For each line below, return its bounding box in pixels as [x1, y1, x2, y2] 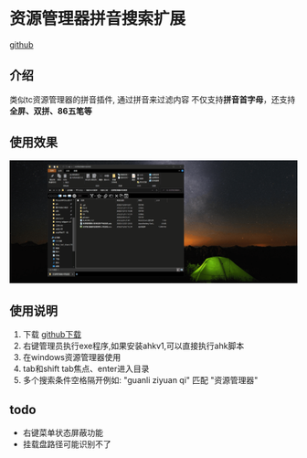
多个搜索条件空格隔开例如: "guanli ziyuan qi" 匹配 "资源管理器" [22, 375, 259, 386]
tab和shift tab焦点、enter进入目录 [22, 363, 150, 375]
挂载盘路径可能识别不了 [22, 439, 111, 450]
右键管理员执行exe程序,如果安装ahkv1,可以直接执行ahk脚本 [22, 340, 245, 352]
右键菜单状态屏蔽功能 [22, 427, 103, 439]
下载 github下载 [22, 329, 82, 340]
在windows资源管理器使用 [22, 352, 122, 363]
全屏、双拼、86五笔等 [9, 105, 93, 116]
